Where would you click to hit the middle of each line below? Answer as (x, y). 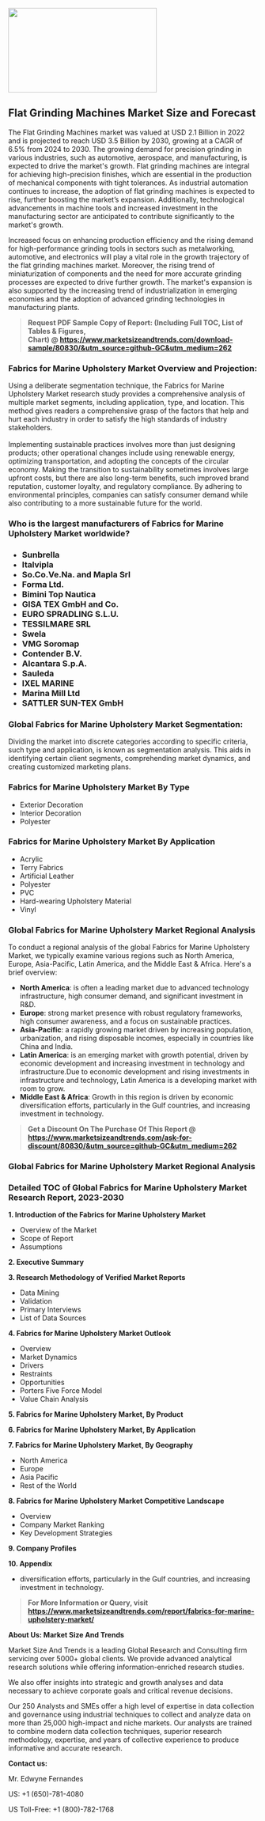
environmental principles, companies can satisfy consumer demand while (128, 495)
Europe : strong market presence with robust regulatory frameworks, (131, 1013)
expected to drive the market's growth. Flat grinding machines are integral (129, 165)
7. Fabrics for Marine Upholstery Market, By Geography (101, 1445)
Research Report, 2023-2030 (66, 1197)
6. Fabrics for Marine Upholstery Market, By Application (102, 1430)
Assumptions (41, 1247)
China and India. (46, 1047)
